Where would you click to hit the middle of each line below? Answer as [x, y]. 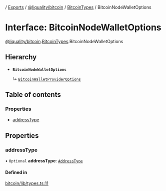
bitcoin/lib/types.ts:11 [27, 183]
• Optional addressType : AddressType [44, 161]
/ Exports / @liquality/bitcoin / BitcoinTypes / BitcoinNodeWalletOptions [78, 7]
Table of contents [33, 95]
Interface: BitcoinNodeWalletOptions [83, 28]
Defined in [16, 172]
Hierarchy [21, 57]
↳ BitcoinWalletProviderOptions [47, 79]
